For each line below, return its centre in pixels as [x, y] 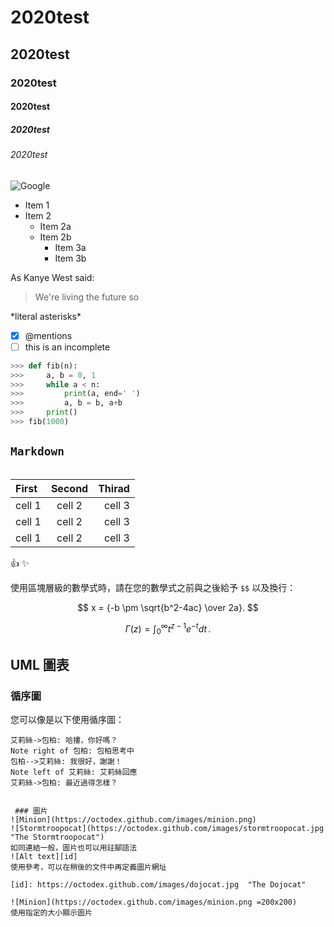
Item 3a [70, 247]
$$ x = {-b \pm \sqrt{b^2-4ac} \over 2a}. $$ [168, 607]
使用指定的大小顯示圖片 [51, 912]
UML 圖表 [40, 664]
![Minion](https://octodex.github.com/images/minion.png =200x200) [154, 902]
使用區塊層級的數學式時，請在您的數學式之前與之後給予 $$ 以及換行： [153, 587]
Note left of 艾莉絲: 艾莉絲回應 [74, 772]
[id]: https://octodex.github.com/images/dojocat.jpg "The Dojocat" [158, 884]
